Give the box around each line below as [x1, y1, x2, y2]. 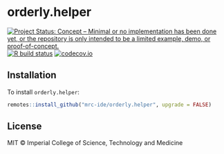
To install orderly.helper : [7, 87, 80, 96]
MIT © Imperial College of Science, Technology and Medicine [7, 139, 183, 147]
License [7, 121, 42, 132]
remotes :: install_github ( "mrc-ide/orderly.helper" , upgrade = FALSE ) [7, 101, 212, 108]
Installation [7, 69, 57, 81]
